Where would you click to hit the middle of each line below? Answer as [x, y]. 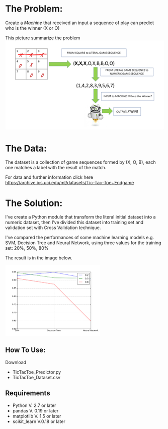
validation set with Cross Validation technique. [53, 228]
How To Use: [25, 350]
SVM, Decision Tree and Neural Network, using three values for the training [83, 243]
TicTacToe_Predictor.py [37, 372]
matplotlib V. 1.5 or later [37, 416]
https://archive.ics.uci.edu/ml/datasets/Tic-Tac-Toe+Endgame [70, 183]
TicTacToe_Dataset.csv [36, 377]
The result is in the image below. [39, 258]
